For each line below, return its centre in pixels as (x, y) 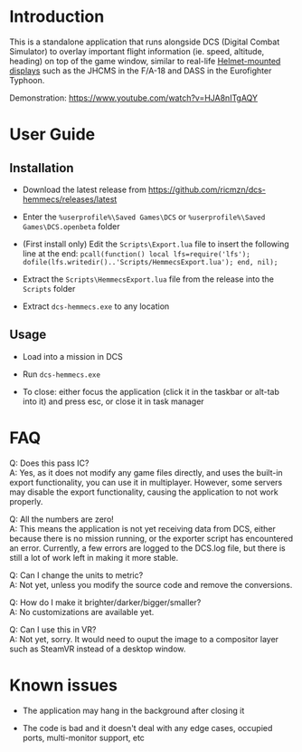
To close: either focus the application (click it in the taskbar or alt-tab (151, 391)
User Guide (52, 135)
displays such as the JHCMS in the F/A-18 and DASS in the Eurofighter (141, 71)
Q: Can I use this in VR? (53, 629)
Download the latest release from (84, 189)
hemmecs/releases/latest (70, 199)
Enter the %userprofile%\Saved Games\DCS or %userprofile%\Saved (144, 217)
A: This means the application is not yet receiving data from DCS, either (142, 528)
